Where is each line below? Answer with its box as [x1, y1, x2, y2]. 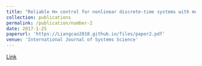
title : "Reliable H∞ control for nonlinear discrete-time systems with [6, 8, 189, 15]
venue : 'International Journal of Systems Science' [6, 37, 138, 43]
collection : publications [6, 14, 71, 20]
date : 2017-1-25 [6, 25, 47, 32]
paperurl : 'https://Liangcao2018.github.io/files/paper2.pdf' [6, 31, 165, 37]
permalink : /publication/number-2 [6, 20, 93, 26]
